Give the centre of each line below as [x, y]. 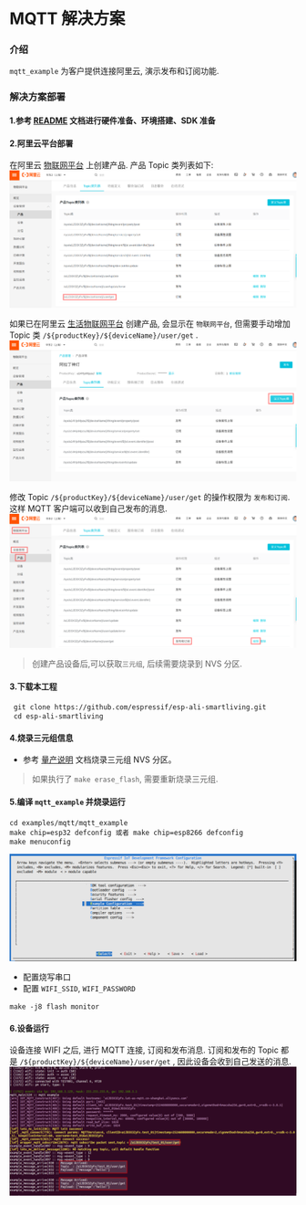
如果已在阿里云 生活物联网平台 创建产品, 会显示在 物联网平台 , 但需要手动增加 [150, 324]
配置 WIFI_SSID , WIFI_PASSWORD [79, 989]
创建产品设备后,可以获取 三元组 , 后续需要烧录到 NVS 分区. [137, 664]
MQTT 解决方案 [67, 19]
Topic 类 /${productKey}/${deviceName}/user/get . [104, 335]
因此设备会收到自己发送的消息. [234, 1062]
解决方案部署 [38, 97]
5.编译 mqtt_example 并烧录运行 [67, 802]
